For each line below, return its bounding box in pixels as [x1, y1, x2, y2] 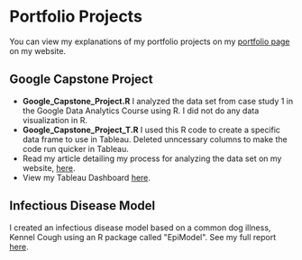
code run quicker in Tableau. [22, 143, 129, 154]
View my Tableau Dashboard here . [22, 172, 151, 183]
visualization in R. [22, 114, 88, 125]
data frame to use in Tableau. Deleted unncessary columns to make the [22, 133, 288, 145]
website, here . [22, 162, 76, 173]
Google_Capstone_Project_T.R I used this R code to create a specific [22, 124, 281, 135]
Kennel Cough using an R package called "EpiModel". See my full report [9, 231, 277, 242]
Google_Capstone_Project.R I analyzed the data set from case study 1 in [22, 95, 294, 106]
